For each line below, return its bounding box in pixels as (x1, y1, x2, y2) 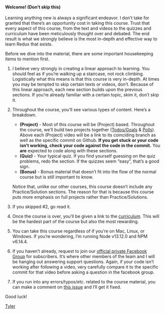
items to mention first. (5, 56, 50, 62)
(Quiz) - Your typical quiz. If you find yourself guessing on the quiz (19, 153, 156, 159)
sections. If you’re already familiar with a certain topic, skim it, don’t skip (12, 92, 159, 98)
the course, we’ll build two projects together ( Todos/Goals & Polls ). (19, 127, 155, 133)
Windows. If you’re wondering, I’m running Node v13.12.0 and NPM (12, 233, 148, 239)
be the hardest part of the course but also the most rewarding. (12, 219, 139, 224)
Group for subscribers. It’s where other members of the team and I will (12, 254, 155, 260)
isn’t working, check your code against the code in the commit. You (19, 142, 161, 148)
